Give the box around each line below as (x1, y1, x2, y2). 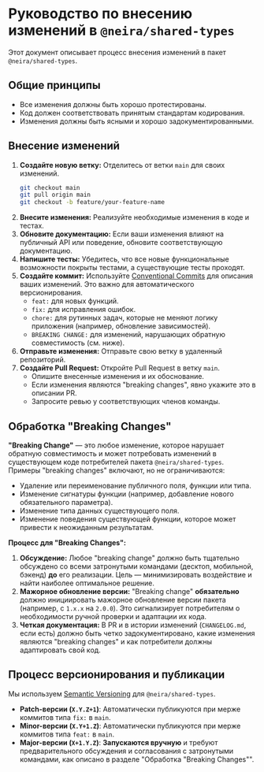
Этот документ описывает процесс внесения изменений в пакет (8, 47, 227, 57)
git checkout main (19, 184, 80, 191)
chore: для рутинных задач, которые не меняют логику (31, 313, 218, 323)
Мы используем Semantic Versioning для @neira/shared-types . (8, 688, 216, 698)
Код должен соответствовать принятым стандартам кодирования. (19, 108, 246, 117)
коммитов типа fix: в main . (19, 712, 112, 722)
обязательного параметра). (19, 498, 113, 507)
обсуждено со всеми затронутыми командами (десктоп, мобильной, (19, 562, 254, 571)
